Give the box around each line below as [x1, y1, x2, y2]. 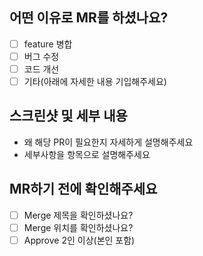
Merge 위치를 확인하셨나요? [23, 221, 134, 233]
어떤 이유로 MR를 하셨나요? [9, 9, 169, 27]
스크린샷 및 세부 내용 [9, 108, 128, 125]
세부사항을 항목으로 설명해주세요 [23, 148, 151, 160]
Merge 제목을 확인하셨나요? [23, 209, 134, 221]
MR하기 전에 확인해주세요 [9, 181, 158, 198]
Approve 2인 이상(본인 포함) [23, 234, 136, 246]
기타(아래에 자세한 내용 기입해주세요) [23, 76, 167, 87]
